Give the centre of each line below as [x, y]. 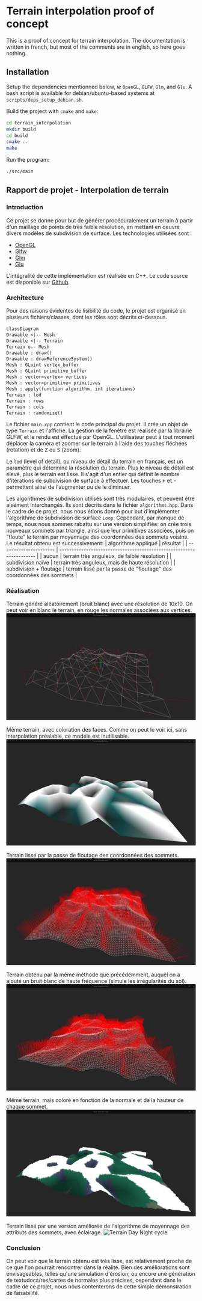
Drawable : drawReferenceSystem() [50, 359]
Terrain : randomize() [35, 413]
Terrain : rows [25, 401]
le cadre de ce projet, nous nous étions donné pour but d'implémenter [93, 511]
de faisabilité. [23, 1293]
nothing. [17, 53]
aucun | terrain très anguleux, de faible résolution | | [107, 556]
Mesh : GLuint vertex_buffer [43, 365]
